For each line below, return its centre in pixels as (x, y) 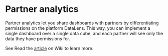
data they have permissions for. (38, 39)
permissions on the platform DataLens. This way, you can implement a (78, 28)
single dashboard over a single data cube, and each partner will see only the (84, 33)
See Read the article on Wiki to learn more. (49, 48)
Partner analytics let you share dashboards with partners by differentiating (82, 23)
